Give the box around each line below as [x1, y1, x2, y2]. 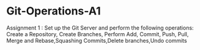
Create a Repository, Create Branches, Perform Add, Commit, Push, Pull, [6, 30, 189, 37]
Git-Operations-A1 [6, 4, 101, 18]
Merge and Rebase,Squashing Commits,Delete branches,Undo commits [6, 37, 188, 44]
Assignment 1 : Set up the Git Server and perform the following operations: [6, 24, 194, 31]
